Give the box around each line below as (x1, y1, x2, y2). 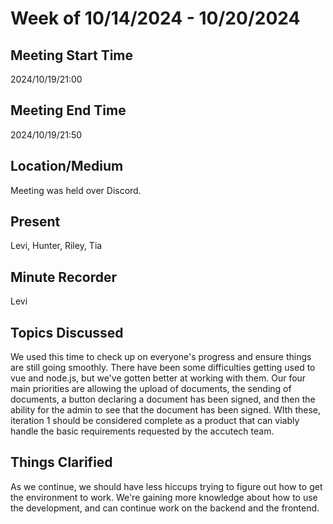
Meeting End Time (10, 102, 127, 119)
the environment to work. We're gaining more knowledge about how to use (10, 491, 318, 503)
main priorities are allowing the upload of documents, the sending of (10, 383, 292, 395)
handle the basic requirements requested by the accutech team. (10, 425, 275, 437)
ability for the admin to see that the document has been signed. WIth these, (10, 404, 322, 416)
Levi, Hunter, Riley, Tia (10, 240, 103, 252)
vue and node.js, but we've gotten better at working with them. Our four (10, 372, 307, 384)
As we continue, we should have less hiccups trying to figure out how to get (10, 480, 323, 492)
